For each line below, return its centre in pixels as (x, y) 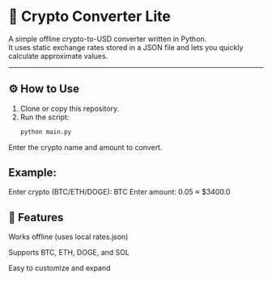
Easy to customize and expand (59, 268)
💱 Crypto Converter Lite (90, 17)
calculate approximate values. (58, 56)
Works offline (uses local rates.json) (68, 237)
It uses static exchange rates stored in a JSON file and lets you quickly (126, 47)
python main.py (46, 132)
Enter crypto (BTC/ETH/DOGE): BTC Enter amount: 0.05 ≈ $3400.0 (119, 192)
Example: (32, 173)
